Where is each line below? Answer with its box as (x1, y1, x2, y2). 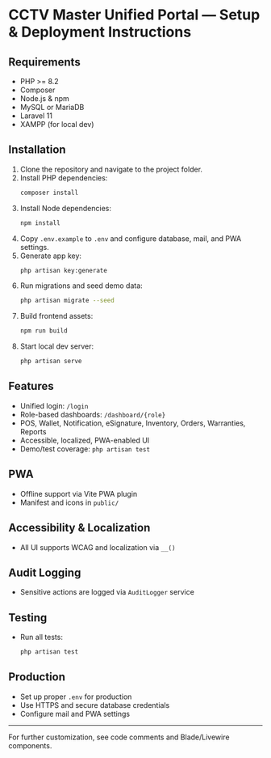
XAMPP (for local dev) (19, 120, 94, 129)
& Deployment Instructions (8, 23, 192, 41)
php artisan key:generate (19, 266, 107, 274)
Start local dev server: (19, 341, 94, 351)
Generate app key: (19, 251, 82, 260)
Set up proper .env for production (19, 692, 132, 701)
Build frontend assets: (19, 311, 94, 321)
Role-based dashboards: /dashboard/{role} (19, 409, 166, 419)
